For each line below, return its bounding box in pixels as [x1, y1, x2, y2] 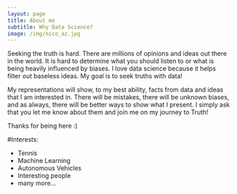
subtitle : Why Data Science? [7, 23, 93, 30]
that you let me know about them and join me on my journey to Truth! [7, 108, 209, 116]
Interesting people [17, 171, 71, 180]
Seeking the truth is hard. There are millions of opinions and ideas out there [7, 49, 227, 58]
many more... [17, 179, 57, 188]
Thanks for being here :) [7, 121, 78, 131]
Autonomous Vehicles [17, 164, 82, 173]
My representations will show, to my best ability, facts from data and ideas [7, 85, 224, 94]
